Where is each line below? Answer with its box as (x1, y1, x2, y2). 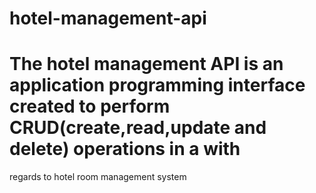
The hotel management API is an (9, 53, 284, 76)
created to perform (9, 95, 171, 118)
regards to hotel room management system (9, 171, 187, 183)
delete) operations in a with (9, 138, 241, 161)
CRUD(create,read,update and (9, 117, 267, 139)
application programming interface (9, 74, 306, 97)
